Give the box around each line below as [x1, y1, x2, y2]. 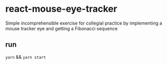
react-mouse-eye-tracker [5, 3, 117, 15]
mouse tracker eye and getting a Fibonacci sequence [5, 25, 118, 31]
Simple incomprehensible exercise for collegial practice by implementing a [5, 20, 162, 26]
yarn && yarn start [5, 54, 46, 60]
